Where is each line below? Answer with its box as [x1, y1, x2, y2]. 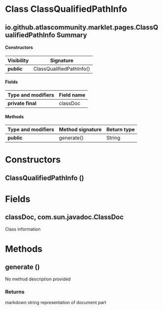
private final [7, 100, 37, 106]
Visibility [7, 57, 29, 64]
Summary [56, 31, 87, 39]
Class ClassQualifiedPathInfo [5, 3, 128, 15]
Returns [5, 288, 25, 295]
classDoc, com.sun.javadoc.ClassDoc [5, 213, 124, 221]
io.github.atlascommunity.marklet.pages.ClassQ [5, 23, 159, 32]
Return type [106, 126, 135, 133]
